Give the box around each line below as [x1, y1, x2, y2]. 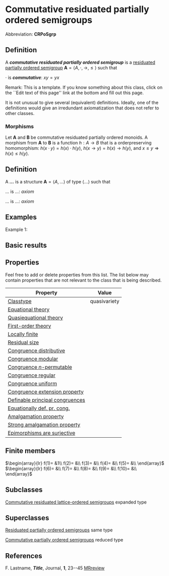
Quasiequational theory [8, 314, 63, 321]
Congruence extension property [8, 388, 84, 395]
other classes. [5, 110, 35, 116]
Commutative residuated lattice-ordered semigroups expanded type [5, 499, 147, 505]
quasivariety [90, 297, 120, 304]
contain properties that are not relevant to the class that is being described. [5, 277, 162, 283]
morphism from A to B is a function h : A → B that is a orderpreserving [5, 140, 152, 146]
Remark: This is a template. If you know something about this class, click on [5, 84, 163, 90]
